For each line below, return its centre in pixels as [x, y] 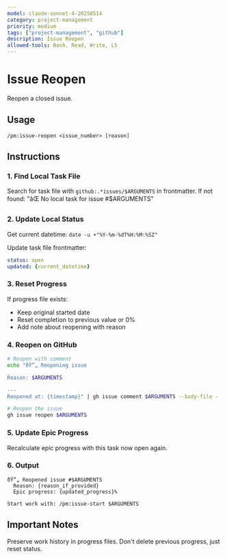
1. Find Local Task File [44, 176]
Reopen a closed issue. [40, 98]
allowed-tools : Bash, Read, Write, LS [62, 45]
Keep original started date [53, 312]
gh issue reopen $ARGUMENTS [47, 415]
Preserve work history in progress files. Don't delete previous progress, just [113, 541]
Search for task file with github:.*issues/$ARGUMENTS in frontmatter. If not [110, 191]
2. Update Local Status [45, 219]
